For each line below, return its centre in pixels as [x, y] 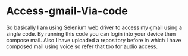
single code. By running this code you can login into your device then [91, 33]
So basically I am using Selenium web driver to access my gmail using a [94, 27]
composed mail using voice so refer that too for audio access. [82, 46]
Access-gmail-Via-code [67, 11]
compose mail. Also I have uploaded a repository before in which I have [94, 40]
